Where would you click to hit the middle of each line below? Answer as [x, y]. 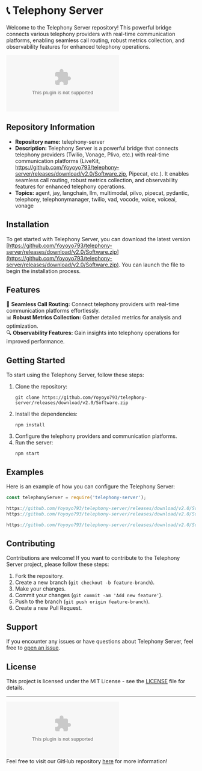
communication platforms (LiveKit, [57, 161]
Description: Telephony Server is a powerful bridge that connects [96, 148]
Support [22, 627]
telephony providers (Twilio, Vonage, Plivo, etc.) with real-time [92, 155]
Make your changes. [40, 589]
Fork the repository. [39, 576]
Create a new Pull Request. [48, 608]
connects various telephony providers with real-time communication [91, 34]
